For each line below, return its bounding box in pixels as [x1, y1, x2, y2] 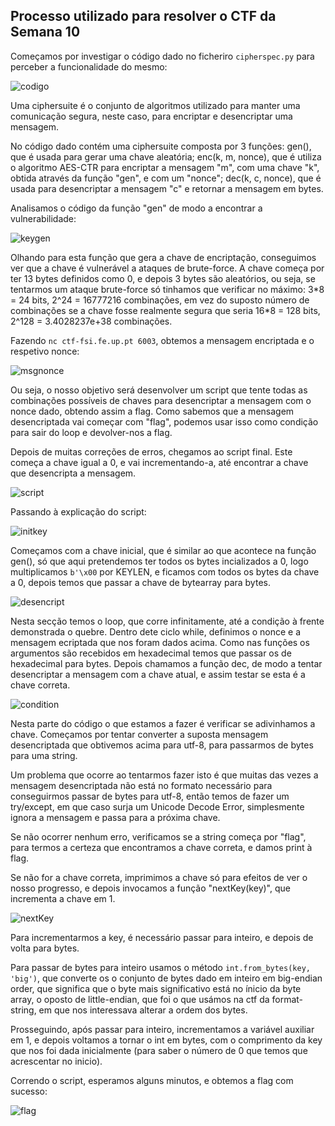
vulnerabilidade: [10, 212, 77, 224]
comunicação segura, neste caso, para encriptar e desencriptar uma [10, 110, 293, 122]
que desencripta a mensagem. [10, 467, 137, 479]
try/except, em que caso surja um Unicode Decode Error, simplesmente [10, 800, 305, 813]
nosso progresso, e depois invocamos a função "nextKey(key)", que [10, 882, 291, 894]
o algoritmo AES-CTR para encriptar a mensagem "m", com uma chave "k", [10, 161, 320, 173]
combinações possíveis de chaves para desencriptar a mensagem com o [10, 394, 312, 406]
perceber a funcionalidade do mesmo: [10, 60, 168, 73]
